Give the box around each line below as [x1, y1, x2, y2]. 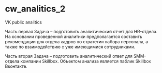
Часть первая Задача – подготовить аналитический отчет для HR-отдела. [5, 28, 158, 34]
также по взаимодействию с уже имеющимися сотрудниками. [5, 44, 135, 49]
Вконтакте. [5, 63, 28, 69]
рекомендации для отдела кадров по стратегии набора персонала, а [5, 38, 148, 44]
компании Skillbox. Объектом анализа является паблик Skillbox [20, 58, 151, 64]
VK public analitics [5, 19, 42, 25]
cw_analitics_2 [5, 3, 66, 14]
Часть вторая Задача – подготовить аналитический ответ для [5, 53, 133, 59]
